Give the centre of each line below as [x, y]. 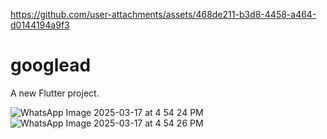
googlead [51, 65]
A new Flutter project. [55, 93]
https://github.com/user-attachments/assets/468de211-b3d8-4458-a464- [163, 14]
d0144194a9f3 [40, 25]
